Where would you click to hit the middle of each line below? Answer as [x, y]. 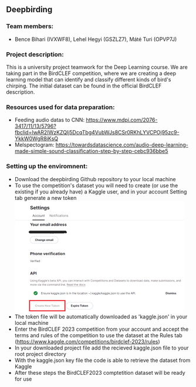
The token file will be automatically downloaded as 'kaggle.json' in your [101, 317]
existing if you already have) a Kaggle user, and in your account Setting [101, 191]
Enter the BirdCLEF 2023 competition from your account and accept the [102, 329]
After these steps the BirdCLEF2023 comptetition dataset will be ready [100, 372]
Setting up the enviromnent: [47, 167]
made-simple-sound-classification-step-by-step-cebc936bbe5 [91, 151]
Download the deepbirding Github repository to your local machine [95, 179]
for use [23, 379]
